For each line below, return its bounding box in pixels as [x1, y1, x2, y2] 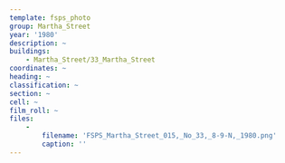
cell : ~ [9, 97, 39, 107]
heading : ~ [9, 72, 51, 81]
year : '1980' [9, 30, 59, 39]
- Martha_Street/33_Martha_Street [25, 55, 156, 64]
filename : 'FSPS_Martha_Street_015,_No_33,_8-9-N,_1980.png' [42, 131, 278, 140]
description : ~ [9, 38, 67, 48]
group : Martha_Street [9, 22, 91, 31]
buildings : [9, 47, 51, 56]
